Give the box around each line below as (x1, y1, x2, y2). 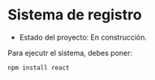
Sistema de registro (7, 6, 143, 24)
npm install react (7, 63, 70, 72)
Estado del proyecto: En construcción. (19, 32, 148, 42)
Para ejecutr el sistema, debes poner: (7, 48, 133, 57)
